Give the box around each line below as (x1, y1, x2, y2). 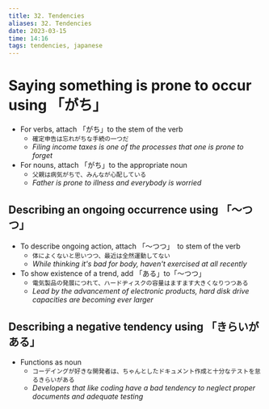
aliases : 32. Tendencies (8, 19, 92, 27)
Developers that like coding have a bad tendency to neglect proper (32, 382, 256, 392)
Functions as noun (19, 357, 82, 367)
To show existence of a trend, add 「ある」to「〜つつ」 (19, 268, 206, 278)
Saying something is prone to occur (8, 77, 252, 95)
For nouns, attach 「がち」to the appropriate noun (19, 161, 188, 170)
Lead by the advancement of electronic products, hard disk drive (32, 286, 250, 295)
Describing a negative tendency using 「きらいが (8, 320, 259, 334)
